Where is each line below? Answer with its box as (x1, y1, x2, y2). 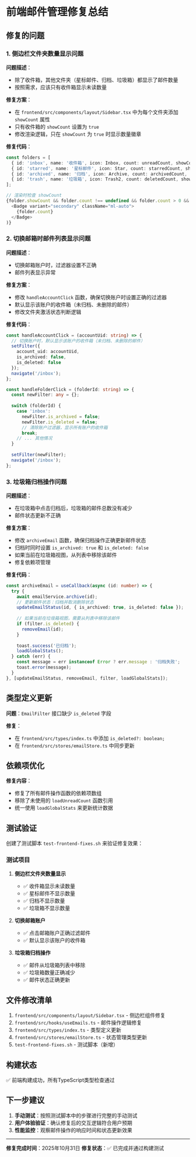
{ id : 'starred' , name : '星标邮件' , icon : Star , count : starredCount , (11, 165, 183, 172)
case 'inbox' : (16, 408, 51, 415)
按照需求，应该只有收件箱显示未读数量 (14, 83, 107, 91)
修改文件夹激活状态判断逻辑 (14, 308, 82, 315)
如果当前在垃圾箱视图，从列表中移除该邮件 (14, 551, 117, 558)
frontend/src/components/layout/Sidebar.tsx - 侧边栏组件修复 (14, 1012, 166, 1019)
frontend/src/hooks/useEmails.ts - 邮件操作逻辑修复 (14, 1019, 142, 1026)
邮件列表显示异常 (14, 269, 56, 276)
